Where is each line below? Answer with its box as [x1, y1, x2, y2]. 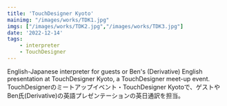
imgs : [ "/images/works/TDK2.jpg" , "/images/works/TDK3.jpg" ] [7, 23, 184, 30]
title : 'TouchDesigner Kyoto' [7, 10, 95, 17]
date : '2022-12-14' [7, 29, 63, 36]
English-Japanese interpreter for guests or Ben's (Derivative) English [7, 67, 203, 76]
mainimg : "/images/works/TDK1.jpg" [7, 17, 110, 23]
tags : [7, 36, 23, 43]
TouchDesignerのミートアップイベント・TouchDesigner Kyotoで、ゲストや [7, 83, 221, 91]
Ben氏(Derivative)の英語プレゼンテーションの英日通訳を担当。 [7, 91, 184, 100]
